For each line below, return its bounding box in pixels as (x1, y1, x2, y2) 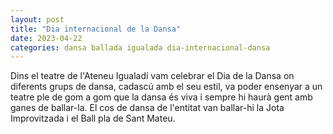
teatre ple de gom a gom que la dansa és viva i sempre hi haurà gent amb (10, 91, 313, 103)
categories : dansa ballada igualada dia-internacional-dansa (10, 42, 271, 53)
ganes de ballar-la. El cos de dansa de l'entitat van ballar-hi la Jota (10, 102, 285, 114)
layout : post (10, 14, 65, 25)
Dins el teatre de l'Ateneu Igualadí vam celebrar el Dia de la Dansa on (10, 70, 295, 82)
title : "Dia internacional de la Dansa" (10, 24, 182, 34)
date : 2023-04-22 (10, 33, 83, 43)
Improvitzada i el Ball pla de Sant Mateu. (10, 112, 176, 125)
